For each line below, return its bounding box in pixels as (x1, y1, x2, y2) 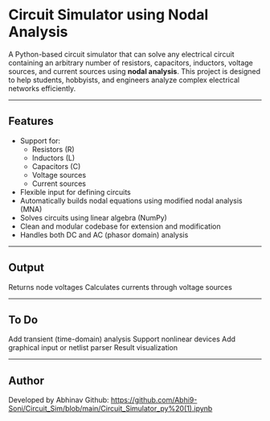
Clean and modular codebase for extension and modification (19, 221, 221, 231)
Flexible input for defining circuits (19, 187, 131, 196)
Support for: (19, 135, 61, 146)
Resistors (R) (31, 144, 75, 154)
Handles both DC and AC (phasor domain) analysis (19, 229, 189, 239)
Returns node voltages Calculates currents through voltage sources (8, 282, 233, 291)
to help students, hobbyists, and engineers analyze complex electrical (8, 75, 239, 85)
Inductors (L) (31, 153, 76, 163)
